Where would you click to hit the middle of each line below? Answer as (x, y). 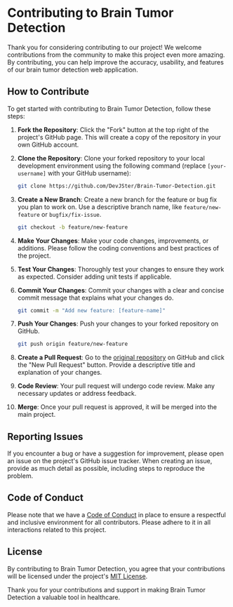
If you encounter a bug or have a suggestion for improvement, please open (116, 453)
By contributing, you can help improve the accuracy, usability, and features (116, 62)
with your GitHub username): (89, 173)
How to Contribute (48, 92)
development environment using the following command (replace (112, 166)
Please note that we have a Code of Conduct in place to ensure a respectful (116, 514)
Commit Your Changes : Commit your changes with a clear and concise (121, 290)
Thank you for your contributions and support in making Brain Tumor (106, 589)
